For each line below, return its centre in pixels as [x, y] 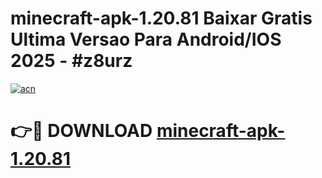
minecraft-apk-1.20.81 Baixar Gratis [161, 18]
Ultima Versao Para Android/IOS [146, 39]
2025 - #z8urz [71, 61]
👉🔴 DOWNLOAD [81, 131]
